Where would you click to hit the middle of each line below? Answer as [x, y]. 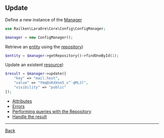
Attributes [22, 101]
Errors [18, 106]
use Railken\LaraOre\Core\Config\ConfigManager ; [55, 29]
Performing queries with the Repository [52, 111]
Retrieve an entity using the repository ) [44, 47]
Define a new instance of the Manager [43, 19]
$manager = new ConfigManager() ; [39, 37]
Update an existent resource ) [34, 65]
